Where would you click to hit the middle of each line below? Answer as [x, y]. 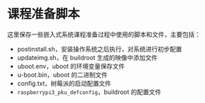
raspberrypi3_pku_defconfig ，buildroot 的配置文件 [89, 92]
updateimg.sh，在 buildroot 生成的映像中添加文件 [87, 57]
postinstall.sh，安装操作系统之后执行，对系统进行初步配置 [99, 49]
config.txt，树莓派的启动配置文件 [64, 83]
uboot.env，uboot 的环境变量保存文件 [71, 66]
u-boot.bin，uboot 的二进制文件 [62, 75]
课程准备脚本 [44, 14]
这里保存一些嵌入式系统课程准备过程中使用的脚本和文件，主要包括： [104, 34]
